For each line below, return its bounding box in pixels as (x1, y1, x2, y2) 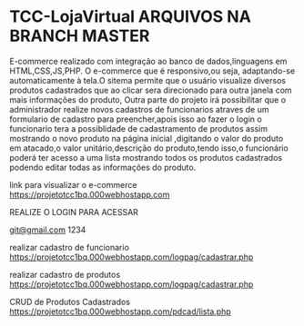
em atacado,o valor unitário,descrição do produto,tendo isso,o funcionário (9, 143, 289, 153)
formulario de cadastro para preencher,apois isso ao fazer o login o (9, 114, 262, 124)
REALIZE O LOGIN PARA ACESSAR (9, 206, 139, 217)
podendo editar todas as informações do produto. (9, 162, 197, 173)
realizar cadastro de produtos (9, 269, 121, 280)
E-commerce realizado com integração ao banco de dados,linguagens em (9, 55, 288, 66)
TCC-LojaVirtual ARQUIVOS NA (9, 6, 252, 27)
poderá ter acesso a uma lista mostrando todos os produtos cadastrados (9, 152, 283, 163)
